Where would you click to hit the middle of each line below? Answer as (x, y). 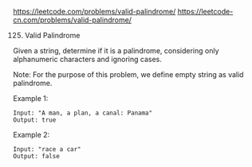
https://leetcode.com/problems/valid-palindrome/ (94, 12)
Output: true (35, 120)
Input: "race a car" (47, 150)
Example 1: (31, 98)
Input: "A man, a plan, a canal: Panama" (83, 113)
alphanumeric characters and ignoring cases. (87, 59)
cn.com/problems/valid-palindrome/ (73, 20)
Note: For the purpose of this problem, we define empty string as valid (128, 74)
